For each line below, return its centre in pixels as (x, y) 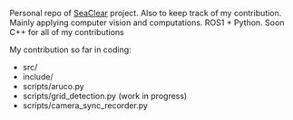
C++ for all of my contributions (67, 32)
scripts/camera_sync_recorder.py (85, 106)
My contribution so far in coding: (70, 50)
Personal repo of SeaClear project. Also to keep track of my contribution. (146, 13)
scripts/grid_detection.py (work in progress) (105, 96)
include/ (38, 77)
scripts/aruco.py (53, 86)
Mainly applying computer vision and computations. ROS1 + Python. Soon (147, 23)
